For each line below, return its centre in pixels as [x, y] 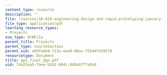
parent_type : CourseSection [34, 46]
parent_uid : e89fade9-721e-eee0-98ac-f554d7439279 [59, 51]
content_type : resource [30, 10]
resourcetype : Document [30, 56]
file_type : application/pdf [34, 23]
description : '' [22, 14]
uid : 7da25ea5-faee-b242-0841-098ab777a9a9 [51, 65]
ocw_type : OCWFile [24, 37]
